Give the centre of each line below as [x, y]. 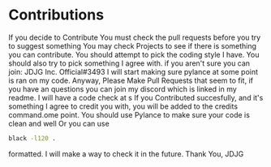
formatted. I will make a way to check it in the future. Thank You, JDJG [126, 154]
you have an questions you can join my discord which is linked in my [123, 89]
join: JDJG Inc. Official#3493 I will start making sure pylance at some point [133, 71]
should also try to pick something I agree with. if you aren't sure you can [129, 63]
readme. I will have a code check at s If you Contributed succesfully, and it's [136, 97]
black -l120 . [32, 138]
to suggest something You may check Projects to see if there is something [133, 45]
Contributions [56, 15]
